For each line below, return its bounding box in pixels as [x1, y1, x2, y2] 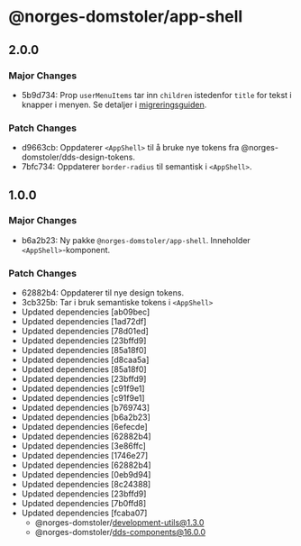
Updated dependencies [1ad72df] [21, 316, 147, 327]
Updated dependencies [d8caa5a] [21, 354, 150, 366]
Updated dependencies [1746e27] [21, 450, 149, 461]
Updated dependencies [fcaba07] [21, 507, 148, 519]
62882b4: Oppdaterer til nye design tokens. [21, 287, 185, 298]
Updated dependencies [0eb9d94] [21, 469, 151, 480]
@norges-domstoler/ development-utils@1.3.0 [34, 517, 205, 528]
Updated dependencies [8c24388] [21, 479, 151, 490]
